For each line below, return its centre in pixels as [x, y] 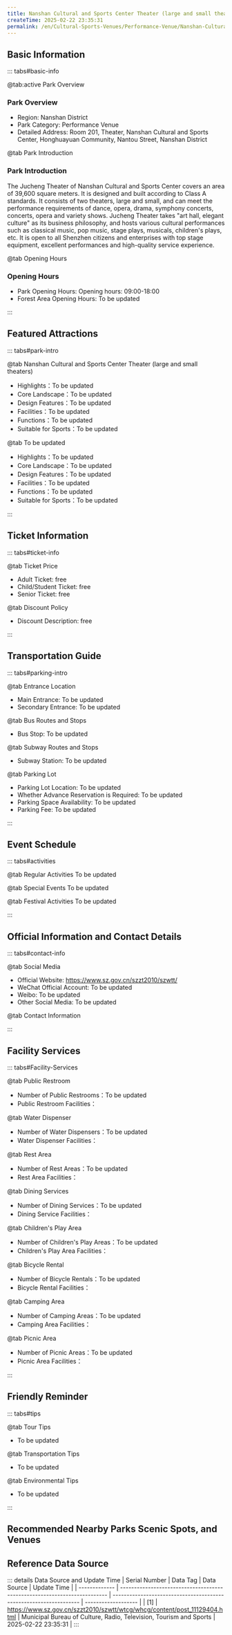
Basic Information [46, 54]
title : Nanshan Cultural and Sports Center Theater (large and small [109, 13]
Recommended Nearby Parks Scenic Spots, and [112, 1529]
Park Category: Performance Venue [68, 125]
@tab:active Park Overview [46, 84]
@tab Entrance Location [41, 686]
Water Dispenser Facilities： [57, 1140]
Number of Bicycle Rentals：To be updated [78, 1279]
